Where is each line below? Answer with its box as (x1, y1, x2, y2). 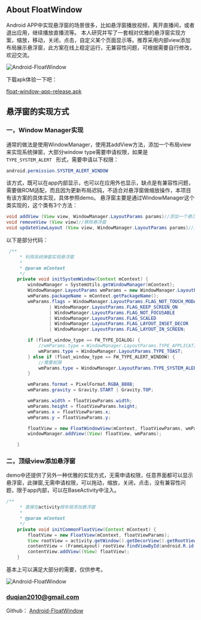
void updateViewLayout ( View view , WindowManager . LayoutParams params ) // (6, 225, 194, 231)
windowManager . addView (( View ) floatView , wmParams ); (28, 431, 162, 437)
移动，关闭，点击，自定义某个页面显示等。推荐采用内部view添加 (32, 36, 191, 44)
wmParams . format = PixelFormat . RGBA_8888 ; (28, 382, 135, 388)
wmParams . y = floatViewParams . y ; (28, 415, 111, 421)
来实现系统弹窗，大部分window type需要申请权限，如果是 (6, 148, 148, 155)
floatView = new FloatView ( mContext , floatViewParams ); (28, 532, 170, 538)
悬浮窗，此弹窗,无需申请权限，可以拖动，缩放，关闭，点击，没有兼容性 (6, 479, 181, 486)
